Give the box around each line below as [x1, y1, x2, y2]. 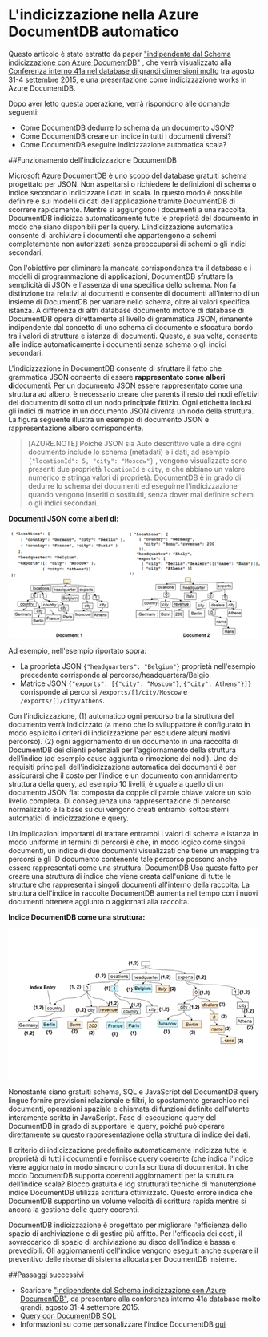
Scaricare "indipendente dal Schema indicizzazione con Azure [19, 1286, 226, 1295]
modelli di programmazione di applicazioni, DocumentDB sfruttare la [8, 271, 234, 281]
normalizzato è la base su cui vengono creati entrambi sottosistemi [8, 804, 230, 814]
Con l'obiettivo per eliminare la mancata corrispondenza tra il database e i [8, 263, 252, 272]
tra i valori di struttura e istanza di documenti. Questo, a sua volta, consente [8, 331, 258, 340]
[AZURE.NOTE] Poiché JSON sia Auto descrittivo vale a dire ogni [27, 438, 242, 448]
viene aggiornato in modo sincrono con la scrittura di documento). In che [8, 1162, 249, 1171]
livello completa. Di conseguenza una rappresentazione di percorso [8, 795, 231, 806]
